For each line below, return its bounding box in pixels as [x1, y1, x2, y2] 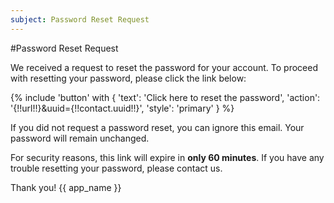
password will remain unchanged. [10, 132, 150, 144]
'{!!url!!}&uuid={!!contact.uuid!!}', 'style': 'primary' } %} [10, 102, 235, 114]
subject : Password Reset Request [10, 14, 150, 25]
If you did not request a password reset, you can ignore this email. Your [10, 121, 305, 133]
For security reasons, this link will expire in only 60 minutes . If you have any [10, 151, 325, 163]
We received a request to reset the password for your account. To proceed [10, 61, 318, 73]
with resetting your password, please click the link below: [10, 72, 247, 84]
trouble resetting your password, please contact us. [10, 162, 223, 174]
